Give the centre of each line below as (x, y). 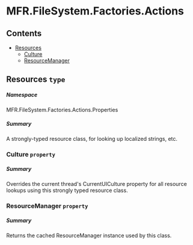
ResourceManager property (47, 206)
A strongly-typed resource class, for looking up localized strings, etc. (92, 139)
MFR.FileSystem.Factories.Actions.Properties (62, 110)
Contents (24, 33)
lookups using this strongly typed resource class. (67, 190)
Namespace (22, 95)
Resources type (36, 79)
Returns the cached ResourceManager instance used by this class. (89, 235)
